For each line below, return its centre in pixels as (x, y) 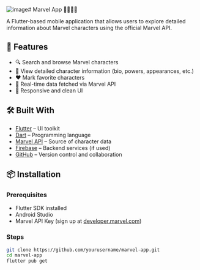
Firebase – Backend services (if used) (63, 148)
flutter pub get (27, 261)
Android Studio (34, 215)
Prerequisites (27, 195)
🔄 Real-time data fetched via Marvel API (65, 84)
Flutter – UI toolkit (37, 128)
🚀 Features (27, 47)
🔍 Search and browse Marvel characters (67, 62)
